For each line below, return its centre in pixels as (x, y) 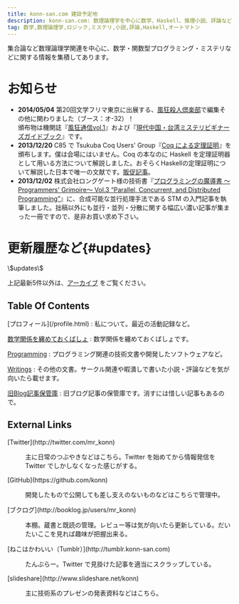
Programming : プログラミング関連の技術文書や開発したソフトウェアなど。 (117, 354)
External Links (40, 425)
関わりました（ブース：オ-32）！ (85, 119)
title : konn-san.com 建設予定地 (53, 14)
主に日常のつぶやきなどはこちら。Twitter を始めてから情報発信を (120, 457)
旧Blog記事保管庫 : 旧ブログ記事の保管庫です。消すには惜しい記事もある (113, 393)
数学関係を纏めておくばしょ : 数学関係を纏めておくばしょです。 (100, 339)
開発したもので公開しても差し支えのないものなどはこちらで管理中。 (124, 494)
